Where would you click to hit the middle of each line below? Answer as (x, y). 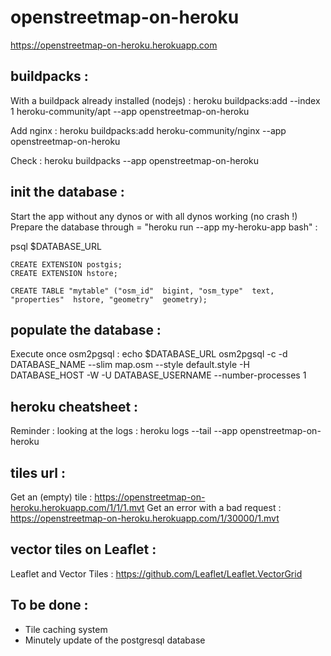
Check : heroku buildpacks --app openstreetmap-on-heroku (135, 160)
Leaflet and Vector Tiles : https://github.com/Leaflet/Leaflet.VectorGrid (156, 573)
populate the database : (86, 329)
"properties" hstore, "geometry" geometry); (109, 299)
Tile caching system (66, 629)
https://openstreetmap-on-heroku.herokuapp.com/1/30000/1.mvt (145, 518)
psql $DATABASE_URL (56, 246)
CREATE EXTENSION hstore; (64, 273)
